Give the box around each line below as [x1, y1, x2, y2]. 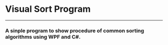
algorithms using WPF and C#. [5, 33, 81, 40]
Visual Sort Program [5, 3, 91, 15]
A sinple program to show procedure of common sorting [5, 27, 144, 34]
